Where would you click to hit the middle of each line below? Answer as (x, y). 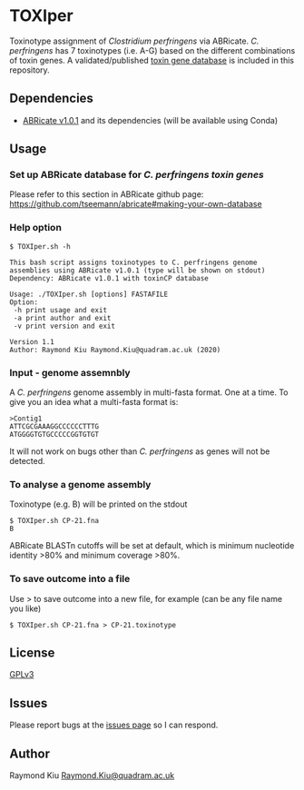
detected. (27, 461)
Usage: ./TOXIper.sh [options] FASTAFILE (89, 294)
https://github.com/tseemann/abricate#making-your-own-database (136, 204)
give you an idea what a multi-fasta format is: (94, 402)
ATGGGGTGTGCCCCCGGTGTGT (54, 435)
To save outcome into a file (70, 579)
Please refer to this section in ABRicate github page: (107, 194)
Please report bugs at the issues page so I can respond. (114, 725)
